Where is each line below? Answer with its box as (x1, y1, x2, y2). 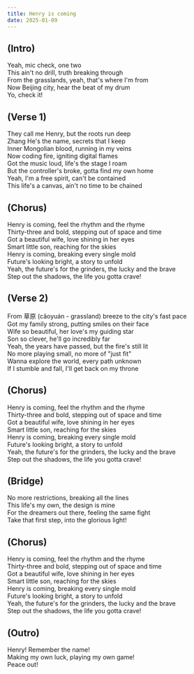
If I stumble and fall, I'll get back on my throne (7, 364, 139, 372)
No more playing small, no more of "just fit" (7, 349, 132, 358)
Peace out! (7, 661, 38, 668)
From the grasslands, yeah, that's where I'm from (7, 76, 149, 85)
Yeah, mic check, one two (7, 61, 82, 70)
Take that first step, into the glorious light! (7, 516, 127, 525)
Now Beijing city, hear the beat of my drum (7, 83, 130, 91)
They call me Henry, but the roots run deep (7, 130, 131, 138)
